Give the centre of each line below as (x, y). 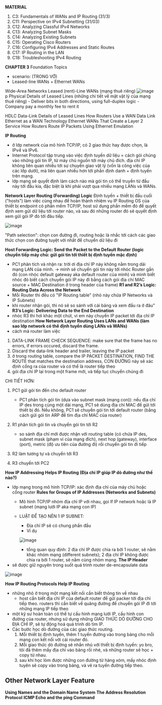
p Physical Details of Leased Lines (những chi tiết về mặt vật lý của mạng (78, 96)
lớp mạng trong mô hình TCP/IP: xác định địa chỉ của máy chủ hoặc (79, 487)
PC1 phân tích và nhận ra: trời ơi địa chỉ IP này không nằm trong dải (79, 264)
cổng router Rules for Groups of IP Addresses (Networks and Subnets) (84, 492)
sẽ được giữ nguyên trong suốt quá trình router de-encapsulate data (80, 565)
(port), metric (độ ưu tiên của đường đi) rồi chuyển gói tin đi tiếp (83, 444)
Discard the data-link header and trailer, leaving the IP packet (73, 351)
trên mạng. (23, 176)
